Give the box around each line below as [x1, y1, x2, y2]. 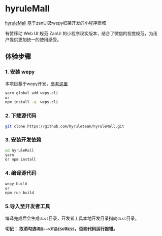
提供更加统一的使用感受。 [9, 37, 62, 42]
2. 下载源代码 [5, 112, 36, 119]
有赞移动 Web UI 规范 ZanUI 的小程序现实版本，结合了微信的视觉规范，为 [5, 30, 154, 36]
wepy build [5, 181, 28, 186]
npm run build [5, 191, 34, 196]
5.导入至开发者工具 [5, 203, 51, 210]
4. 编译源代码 [5, 170, 37, 177]
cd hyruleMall [5, 148, 34, 153]
